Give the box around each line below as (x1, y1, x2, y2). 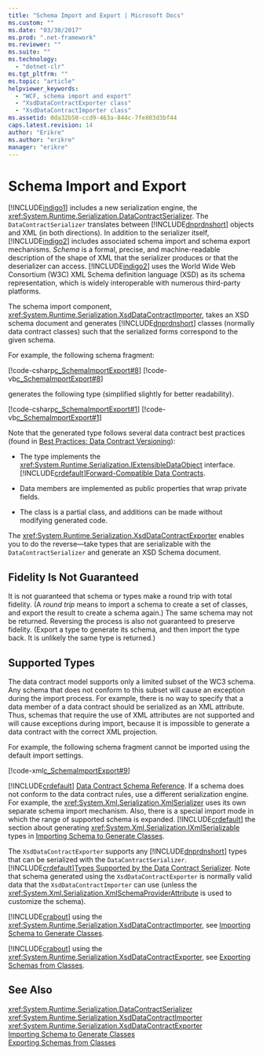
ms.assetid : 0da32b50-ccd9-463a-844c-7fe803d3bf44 (8, 114, 177, 122)
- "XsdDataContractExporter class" (15, 99, 132, 107)
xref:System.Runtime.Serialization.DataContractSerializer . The (8, 212, 209, 221)
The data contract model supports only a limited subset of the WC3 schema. (8, 677, 256, 686)
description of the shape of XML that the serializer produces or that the (8, 253, 239, 263)
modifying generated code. (19, 516, 108, 526)
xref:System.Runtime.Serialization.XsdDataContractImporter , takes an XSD (8, 310, 250, 319)
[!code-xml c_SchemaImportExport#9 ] (8, 765, 131, 775)
